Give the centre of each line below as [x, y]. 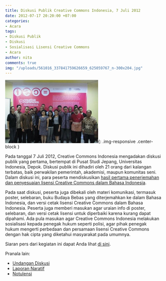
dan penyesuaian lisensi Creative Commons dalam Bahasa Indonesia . [76, 183]
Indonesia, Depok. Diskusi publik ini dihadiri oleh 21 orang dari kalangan [78, 167]
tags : [11, 31]
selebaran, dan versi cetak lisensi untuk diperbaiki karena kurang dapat [78, 214]
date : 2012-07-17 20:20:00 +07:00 [41, 16]
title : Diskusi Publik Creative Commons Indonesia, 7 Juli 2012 [73, 10]
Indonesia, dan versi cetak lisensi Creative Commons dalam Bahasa [74, 203]
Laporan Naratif [28, 269]
